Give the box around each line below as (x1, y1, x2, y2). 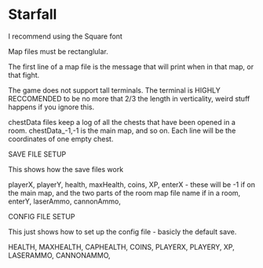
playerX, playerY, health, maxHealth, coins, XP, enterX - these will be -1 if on (8, 179, 255, 189)
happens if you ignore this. (8, 102, 95, 112)
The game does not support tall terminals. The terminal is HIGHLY (8, 85, 221, 95)
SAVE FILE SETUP (8, 149, 67, 159)
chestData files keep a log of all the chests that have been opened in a (8, 117, 236, 127)
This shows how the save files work (8, 164, 124, 174)
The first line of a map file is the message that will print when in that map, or (8, 61, 254, 72)
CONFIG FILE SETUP (8, 211, 75, 221)
